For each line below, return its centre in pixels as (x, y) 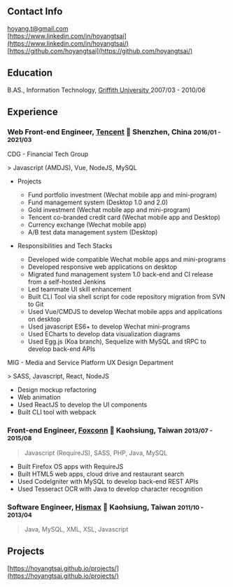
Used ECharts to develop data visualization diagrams (104, 334)
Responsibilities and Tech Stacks (65, 246)
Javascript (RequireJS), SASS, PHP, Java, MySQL (96, 453)
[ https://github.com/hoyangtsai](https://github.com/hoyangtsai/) (100, 51)
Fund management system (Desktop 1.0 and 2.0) (98, 202)
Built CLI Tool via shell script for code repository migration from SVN (126, 297)
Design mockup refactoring (57, 390)
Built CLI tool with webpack (57, 412)
